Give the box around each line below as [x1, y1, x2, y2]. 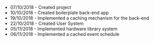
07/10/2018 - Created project [10, 5, 72, 10]
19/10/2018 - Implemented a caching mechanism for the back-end [10, 15, 149, 21]
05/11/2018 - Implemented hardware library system [10, 26, 118, 32]
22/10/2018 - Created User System [10, 20, 84, 26]
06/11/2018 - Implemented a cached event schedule [10, 31, 120, 37]
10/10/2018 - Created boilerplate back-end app [10, 10, 109, 16]
